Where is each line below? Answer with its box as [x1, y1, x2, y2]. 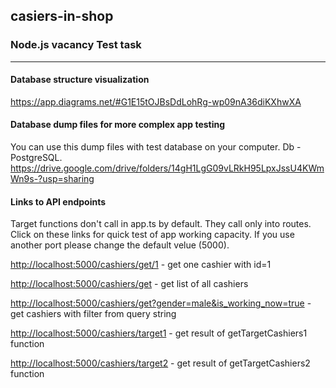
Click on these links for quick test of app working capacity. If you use [10, 229, 295, 241]
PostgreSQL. [10, 152, 63, 164]
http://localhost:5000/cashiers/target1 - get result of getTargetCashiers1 [10, 327, 308, 339]
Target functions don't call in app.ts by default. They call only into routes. [10, 218, 312, 230]
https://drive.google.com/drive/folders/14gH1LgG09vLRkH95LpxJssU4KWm [10, 162, 325, 174]
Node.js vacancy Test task [10, 38, 142, 52]
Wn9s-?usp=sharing [10, 173, 95, 185]
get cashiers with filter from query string [10, 308, 177, 320]
